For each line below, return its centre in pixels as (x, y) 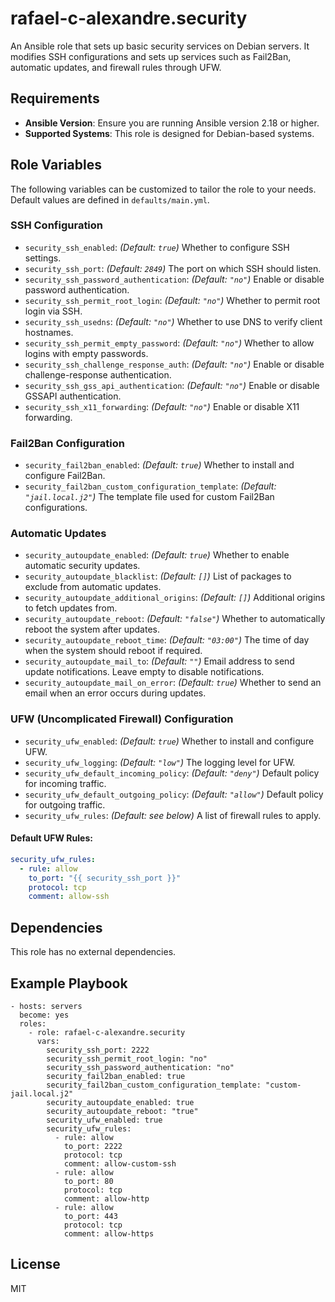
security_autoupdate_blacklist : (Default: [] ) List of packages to (158, 576)
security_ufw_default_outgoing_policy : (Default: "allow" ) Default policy (174, 794)
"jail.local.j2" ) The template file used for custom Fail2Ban (149, 497)
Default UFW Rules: (51, 838)
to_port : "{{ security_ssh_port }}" (105, 878)
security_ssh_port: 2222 (98, 1050)
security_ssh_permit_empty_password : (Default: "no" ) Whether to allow (169, 343)
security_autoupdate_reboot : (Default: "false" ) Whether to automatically (175, 619)
